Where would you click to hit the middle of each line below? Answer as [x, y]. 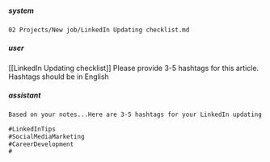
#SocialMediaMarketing [46, 136]
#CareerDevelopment [41, 144]
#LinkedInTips [32, 129]
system [21, 10]
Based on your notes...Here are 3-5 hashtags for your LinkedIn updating [135, 114]
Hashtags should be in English [59, 77]
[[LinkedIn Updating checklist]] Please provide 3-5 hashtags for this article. [134, 68]
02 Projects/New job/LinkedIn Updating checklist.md [99, 30]
